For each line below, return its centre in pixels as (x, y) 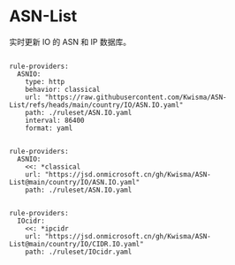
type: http (45, 81)
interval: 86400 (55, 120)
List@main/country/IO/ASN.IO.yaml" (75, 182)
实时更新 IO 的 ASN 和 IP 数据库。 (70, 42)
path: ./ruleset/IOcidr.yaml (79, 252)
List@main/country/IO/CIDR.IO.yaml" (76, 244)
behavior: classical (63, 89)
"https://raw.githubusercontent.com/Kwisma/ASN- (136, 97)
